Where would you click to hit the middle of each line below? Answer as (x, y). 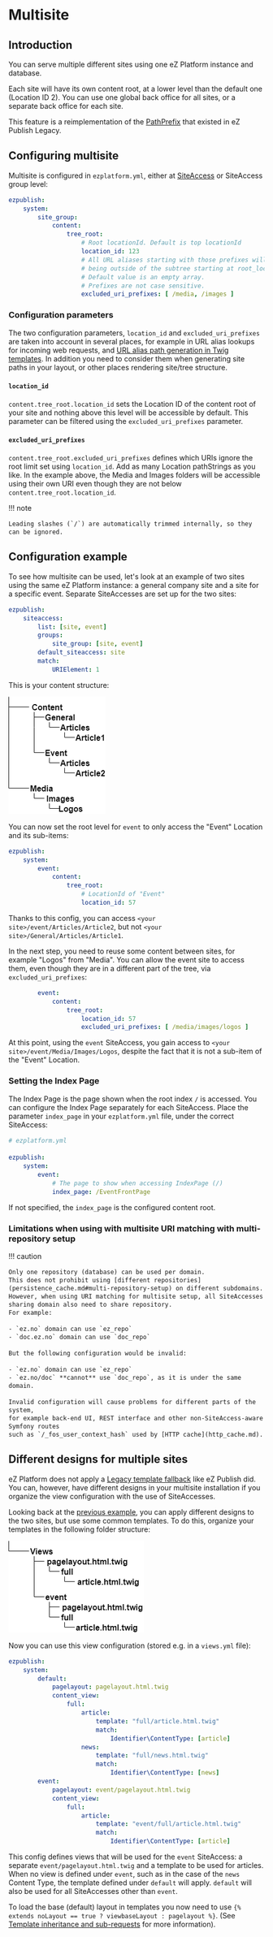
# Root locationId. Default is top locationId (161, 243)
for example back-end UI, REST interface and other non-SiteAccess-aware (136, 1419)
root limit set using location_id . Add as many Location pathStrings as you (132, 467)
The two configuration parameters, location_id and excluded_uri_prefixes (134, 333)
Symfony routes (34, 1427)
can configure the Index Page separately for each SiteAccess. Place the (129, 1107)
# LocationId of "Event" (123, 894)
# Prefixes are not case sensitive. (143, 286)
